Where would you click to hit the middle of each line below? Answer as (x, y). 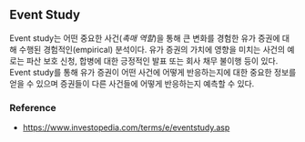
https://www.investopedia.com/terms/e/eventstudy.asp (126, 127)
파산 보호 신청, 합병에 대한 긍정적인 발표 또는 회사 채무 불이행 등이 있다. (152, 61)
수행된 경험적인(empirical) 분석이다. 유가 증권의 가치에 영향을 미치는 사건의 (152, 49)
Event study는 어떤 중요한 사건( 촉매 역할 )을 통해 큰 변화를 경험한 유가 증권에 (145, 38)
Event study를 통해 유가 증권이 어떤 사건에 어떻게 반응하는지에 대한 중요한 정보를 (153, 72)
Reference (33, 107)
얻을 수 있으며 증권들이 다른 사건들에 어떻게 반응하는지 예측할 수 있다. (132, 83)
